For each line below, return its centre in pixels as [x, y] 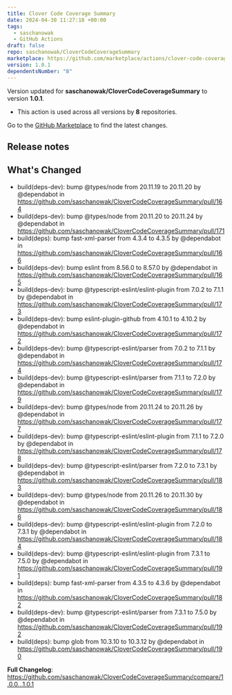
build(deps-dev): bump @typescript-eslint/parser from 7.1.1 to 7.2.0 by [116, 378]
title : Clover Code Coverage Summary [61, 13]
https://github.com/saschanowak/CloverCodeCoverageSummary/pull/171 [121, 231]
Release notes [38, 147]
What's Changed [44, 170]
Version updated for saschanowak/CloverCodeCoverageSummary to [107, 91]
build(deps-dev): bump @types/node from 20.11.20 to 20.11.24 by [110, 216]
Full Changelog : [30, 669]
